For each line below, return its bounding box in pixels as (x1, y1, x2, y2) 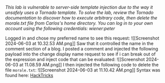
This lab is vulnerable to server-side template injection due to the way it (5, 4, 153, 10)
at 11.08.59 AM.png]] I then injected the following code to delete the (19, 62, 159, 67)
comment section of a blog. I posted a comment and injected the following (5, 46, 158, 51)
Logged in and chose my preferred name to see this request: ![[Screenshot (5, 35, 159, 41)
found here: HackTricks (5, 72, 53, 78)
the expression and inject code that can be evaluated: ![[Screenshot (5, 56, 145, 62)
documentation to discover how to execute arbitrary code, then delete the (5, 15, 157, 20)
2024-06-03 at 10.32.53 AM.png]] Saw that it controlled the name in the (5, 40, 154, 46)
